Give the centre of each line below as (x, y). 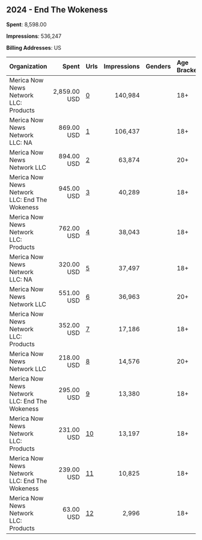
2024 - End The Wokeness (57, 10)
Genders (158, 66)
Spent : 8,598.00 (26, 24)
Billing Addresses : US (34, 48)
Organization (28, 66)
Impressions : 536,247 (34, 36)
